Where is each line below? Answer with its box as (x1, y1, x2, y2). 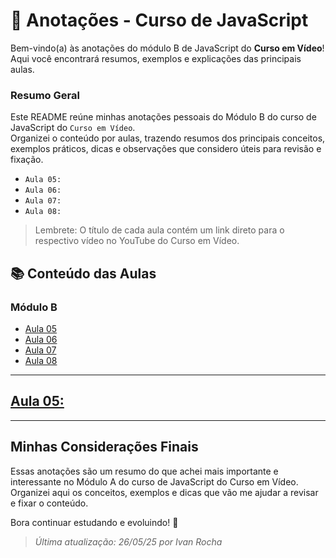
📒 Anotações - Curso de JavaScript (10, 9, 309, 32)
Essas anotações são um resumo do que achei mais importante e (10, 465, 279, 477)
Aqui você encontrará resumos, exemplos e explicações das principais (10, 52, 302, 64)
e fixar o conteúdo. (10, 497, 89, 509)
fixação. (10, 154, 44, 166)
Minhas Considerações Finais (10, 439, 199, 456)
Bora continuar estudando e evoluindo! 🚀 (10, 516, 179, 528)
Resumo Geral (10, 88, 80, 102)
